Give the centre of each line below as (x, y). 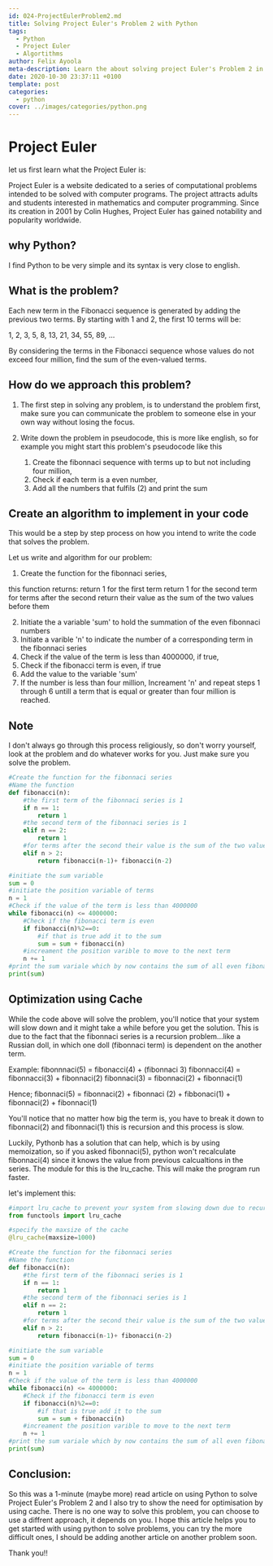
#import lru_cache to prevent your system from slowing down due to (127, 1208)
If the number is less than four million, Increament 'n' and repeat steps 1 (140, 683)
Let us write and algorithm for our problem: (80, 558)
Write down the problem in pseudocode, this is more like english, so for (139, 437)
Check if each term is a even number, (95, 479)
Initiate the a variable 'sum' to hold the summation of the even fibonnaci (140, 622)
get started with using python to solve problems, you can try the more (125, 1529)
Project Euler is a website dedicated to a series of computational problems (133, 186)
